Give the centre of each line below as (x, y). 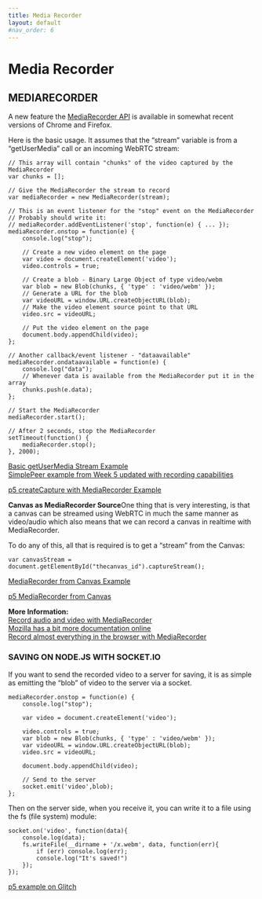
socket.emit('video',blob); (68, 787)
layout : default (35, 23)
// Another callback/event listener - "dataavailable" (100, 356)
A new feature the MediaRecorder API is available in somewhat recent (121, 117)
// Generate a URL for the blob (75, 294)
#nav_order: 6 (31, 30)
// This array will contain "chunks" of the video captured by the (121, 163)
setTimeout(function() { (49, 438)
